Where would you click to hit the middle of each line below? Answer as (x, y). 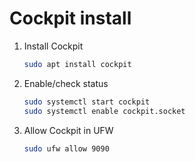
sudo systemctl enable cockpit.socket (104, 111)
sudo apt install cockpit (77, 64)
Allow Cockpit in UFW (68, 130)
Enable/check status (66, 83)
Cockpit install (70, 18)
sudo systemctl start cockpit (87, 102)
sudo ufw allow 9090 (66, 148)
